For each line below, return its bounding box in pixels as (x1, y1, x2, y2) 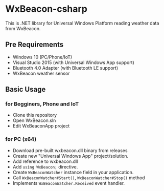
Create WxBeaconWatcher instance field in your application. (12, 169, 134, 175)
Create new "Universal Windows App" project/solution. (12, 153, 129, 159)
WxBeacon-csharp (5, 3, 88, 15)
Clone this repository (12, 112, 57, 118)
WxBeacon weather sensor (12, 70, 70, 76)
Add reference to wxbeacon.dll (12, 158, 78, 164)
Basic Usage (5, 85, 46, 94)
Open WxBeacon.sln (12, 117, 56, 123)
